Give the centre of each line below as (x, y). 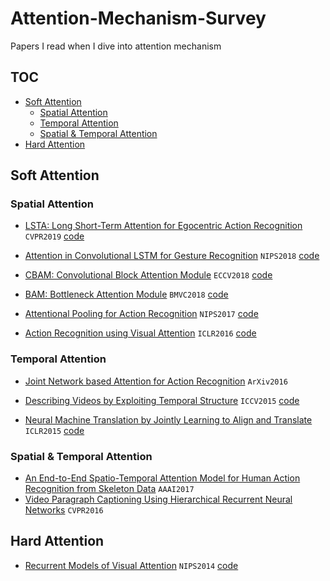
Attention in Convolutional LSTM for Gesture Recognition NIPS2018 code (172, 256)
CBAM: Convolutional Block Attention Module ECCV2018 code (148, 275)
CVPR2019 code (54, 236)
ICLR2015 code (54, 430)
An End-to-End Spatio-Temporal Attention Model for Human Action (162, 478)
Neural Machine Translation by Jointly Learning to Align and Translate (168, 419)
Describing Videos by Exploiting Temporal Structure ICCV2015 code (162, 400)
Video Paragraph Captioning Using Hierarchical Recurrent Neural (158, 499)
